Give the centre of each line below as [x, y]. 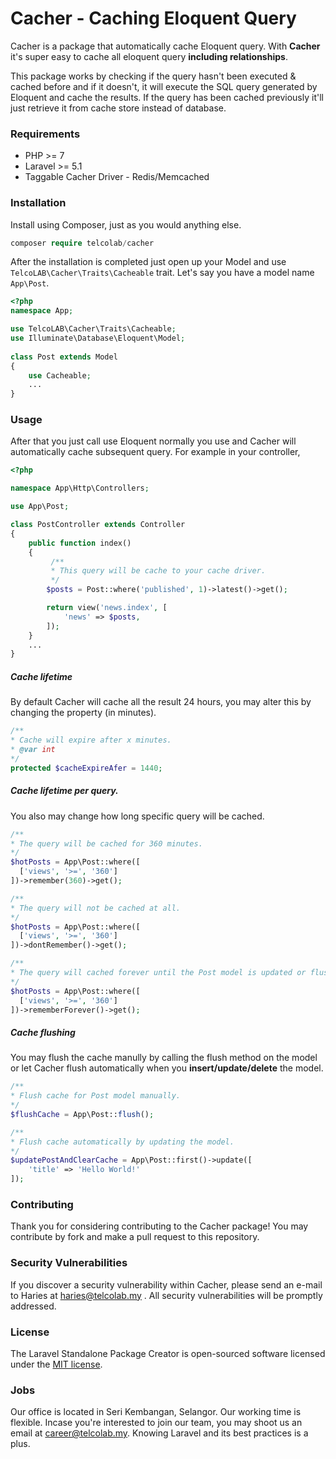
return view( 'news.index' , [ [107, 608]
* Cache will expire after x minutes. [91, 740]
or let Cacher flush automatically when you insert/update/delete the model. [167, 1068]
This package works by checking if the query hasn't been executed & [153, 76]
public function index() [80, 543]
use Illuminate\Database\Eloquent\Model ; [98, 338]
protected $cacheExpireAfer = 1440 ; [86, 768]
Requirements [45, 134]
